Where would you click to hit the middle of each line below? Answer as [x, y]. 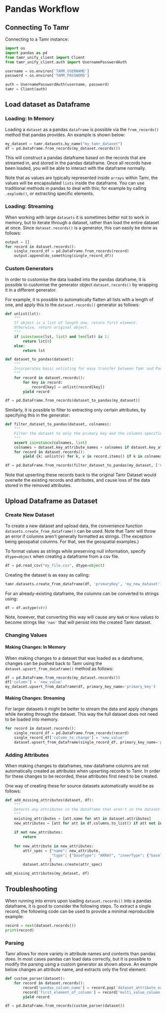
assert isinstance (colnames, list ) [51, 443]
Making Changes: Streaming [35, 698]
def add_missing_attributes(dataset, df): [49, 800]
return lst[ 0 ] [37, 341]
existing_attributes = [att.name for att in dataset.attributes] [83, 819]
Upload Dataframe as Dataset [51, 501]
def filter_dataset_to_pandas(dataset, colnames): [58, 424]
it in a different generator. [31, 290]
